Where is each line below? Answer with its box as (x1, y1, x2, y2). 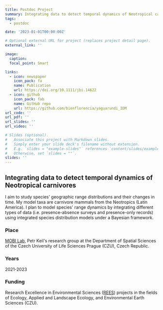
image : (5, 52, 18, 57)
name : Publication (14, 83, 51, 88)
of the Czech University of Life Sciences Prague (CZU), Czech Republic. (5, 243, 149, 249)
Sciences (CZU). (5, 300, 38, 306)
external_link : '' (5, 43, 42, 48)
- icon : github (9, 92, 40, 97)
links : (5, 69, 18, 75)
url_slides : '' (5, 119, 36, 124)
